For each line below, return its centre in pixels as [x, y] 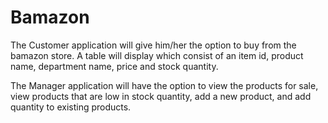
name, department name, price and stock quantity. [114, 66]
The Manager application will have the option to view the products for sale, [164, 85]
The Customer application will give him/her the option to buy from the [153, 45]
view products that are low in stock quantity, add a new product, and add [161, 96]
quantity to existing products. [71, 107]
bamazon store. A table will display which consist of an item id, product [157, 55]
